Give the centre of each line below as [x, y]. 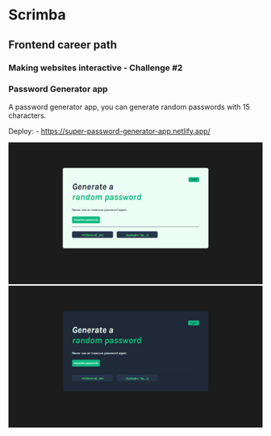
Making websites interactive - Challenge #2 [96, 68]
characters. [27, 115]
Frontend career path [63, 45]
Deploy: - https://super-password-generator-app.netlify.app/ [110, 131]
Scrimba [37, 15]
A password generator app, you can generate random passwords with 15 [129, 107]
